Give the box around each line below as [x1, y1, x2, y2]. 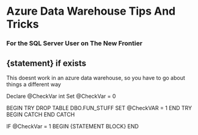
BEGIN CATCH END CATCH [6, 111, 75, 118]
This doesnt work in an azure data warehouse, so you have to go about [6, 74, 185, 81]
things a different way [6, 81, 61, 88]
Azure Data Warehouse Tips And [6, 4, 176, 18]
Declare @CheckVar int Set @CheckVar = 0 [6, 92, 116, 100]
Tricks [6, 17, 39, 31]
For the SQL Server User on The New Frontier [6, 39, 142, 48]
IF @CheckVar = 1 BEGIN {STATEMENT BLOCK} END [6, 122, 139, 130]
